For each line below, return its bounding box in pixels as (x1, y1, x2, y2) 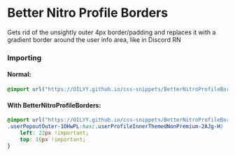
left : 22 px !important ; (20, 129, 90, 136)
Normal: (7, 70, 31, 78)
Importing (7, 52, 42, 62)
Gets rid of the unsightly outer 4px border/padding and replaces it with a (7, 28, 216, 36)
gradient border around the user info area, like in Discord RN (7, 35, 181, 43)
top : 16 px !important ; (20, 136, 86, 143)
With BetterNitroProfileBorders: (7, 101, 101, 109)
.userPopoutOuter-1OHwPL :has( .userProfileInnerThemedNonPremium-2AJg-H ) (7, 123, 224, 130)
